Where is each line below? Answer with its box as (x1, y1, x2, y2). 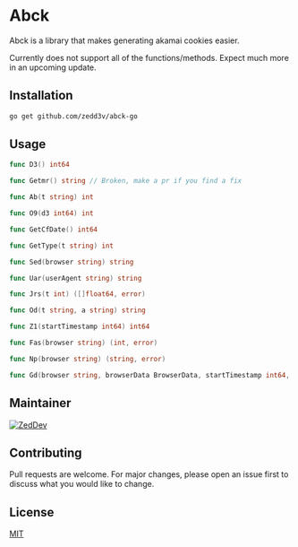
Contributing (9, 445, 82, 460)
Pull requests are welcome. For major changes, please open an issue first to (9, 469, 289, 480)
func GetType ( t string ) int (9, 241, 115, 250)
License (9, 504, 55, 520)
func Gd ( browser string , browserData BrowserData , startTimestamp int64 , (9, 370, 291, 379)
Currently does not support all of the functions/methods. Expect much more (9, 52, 289, 63)
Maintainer (9, 395, 72, 411)
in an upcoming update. (9, 62, 97, 73)
